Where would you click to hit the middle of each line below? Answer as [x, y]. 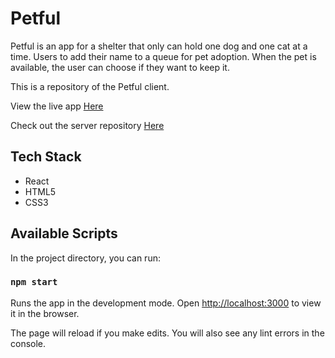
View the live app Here [57, 106]
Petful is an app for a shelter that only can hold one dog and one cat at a [159, 46]
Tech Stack [46, 157]
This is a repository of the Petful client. [90, 86]
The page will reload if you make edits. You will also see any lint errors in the [167, 333]
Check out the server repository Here [87, 125]
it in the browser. [45, 313]
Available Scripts [64, 233]
